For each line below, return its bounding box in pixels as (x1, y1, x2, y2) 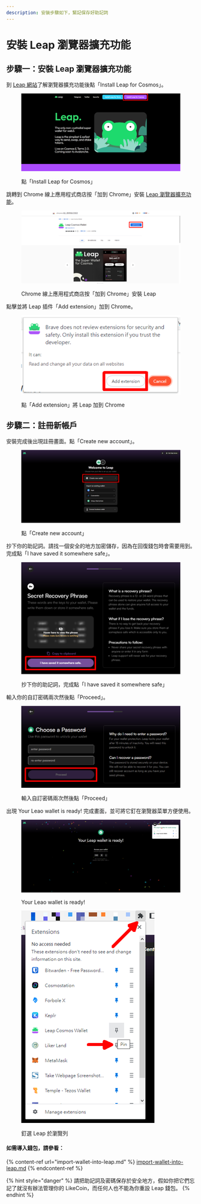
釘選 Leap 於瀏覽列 (21, 1130, 68, 1137)
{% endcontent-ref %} (27, 1165, 83, 1172)
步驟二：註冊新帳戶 (6, 420, 77, 431)
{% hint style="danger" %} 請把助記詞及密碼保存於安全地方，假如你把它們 (6, 1177, 190, 1184)
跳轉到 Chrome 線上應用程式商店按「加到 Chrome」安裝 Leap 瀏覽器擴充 (6, 191, 187, 198)
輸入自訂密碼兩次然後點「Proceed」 (21, 794, 111, 802)
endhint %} (6, 1191, 34, 1199)
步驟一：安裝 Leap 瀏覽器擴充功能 (6, 64, 131, 74)
